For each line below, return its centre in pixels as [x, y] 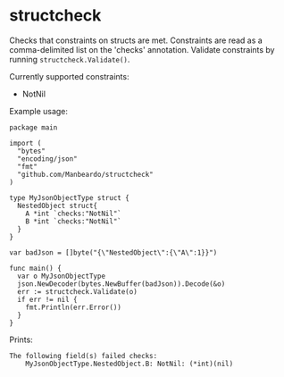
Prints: [21, 339]
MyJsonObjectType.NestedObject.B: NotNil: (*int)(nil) [129, 364]
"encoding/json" [47, 159]
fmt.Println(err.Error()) [74, 307]
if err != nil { [47, 299]
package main [33, 127]
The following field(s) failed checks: [84, 356]
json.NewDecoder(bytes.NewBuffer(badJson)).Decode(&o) [121, 284]
